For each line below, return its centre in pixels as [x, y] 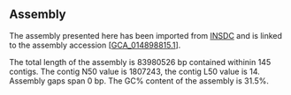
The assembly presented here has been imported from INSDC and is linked [146, 35]
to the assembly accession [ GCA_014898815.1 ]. [95, 45]
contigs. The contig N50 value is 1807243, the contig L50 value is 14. [134, 71]
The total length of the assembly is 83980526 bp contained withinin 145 [140, 62]
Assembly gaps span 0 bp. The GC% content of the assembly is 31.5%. [139, 80]
